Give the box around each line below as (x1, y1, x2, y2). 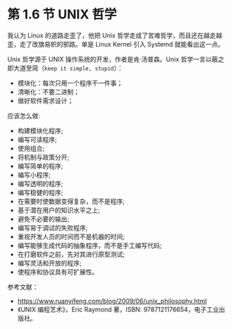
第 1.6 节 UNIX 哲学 (7, 6, 117, 23)
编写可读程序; (17, 135, 58, 143)
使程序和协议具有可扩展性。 (17, 268, 99, 276)
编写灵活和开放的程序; (17, 258, 83, 267)
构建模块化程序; (17, 126, 63, 135)
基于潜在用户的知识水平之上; (17, 205, 101, 214)
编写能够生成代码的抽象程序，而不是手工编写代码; (17, 241, 162, 249)
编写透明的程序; (17, 179, 63, 188)
